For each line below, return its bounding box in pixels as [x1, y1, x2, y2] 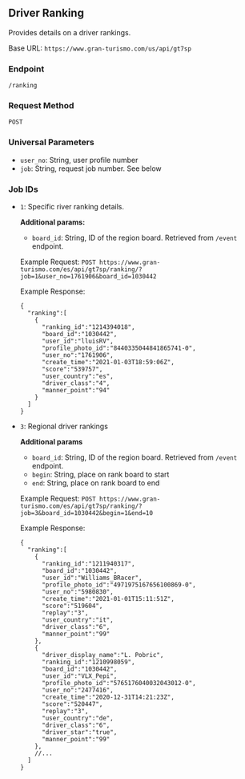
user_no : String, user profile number [19, 155, 139, 164]
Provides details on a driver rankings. [8, 27, 131, 37]
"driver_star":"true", [41, 728, 118, 736]
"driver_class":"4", [41, 379, 110, 387]
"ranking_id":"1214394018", [41, 323, 135, 331]
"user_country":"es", [41, 372, 114, 380]
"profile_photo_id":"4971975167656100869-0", [41, 581, 196, 589]
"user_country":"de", [41, 714, 114, 722]
